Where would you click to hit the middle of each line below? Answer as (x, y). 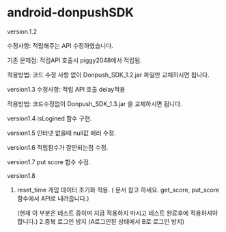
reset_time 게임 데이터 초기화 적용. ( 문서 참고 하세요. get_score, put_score (118, 190)
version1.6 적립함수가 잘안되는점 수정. (58, 147)
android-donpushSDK (71, 13)
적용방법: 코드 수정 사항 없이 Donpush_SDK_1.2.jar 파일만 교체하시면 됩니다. (108, 75)
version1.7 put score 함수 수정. (49, 162)
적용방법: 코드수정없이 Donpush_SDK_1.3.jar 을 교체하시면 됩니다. (95, 103)
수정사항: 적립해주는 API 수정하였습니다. (60, 45)
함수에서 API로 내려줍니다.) (53, 198)
